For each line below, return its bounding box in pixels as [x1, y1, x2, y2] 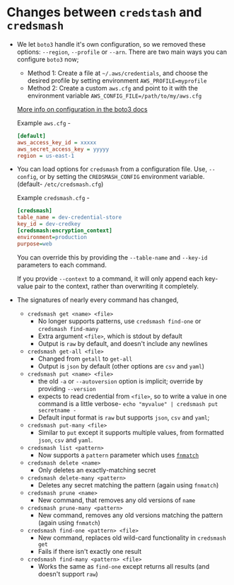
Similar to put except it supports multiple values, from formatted [37, 428, 224, 436]
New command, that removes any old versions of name [37, 496, 196, 504]
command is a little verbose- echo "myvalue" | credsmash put [37, 399, 218, 407]
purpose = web [16, 240, 52, 248]
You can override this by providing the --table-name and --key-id [16, 253, 208, 262]
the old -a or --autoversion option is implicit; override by [37, 376, 203, 386]
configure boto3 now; [16, 54, 79, 64]
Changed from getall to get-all [37, 354, 132, 363]
